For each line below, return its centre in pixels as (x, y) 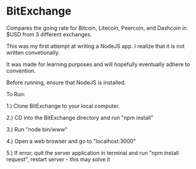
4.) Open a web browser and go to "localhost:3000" (71, 141)
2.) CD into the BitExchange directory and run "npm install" (80, 118)
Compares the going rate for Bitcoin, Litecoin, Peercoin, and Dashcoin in (96, 28)
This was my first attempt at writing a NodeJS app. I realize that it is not (96, 46)
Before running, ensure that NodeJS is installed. (66, 82)
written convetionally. (33, 52)
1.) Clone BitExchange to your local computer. (63, 106)
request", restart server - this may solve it (58, 159)
